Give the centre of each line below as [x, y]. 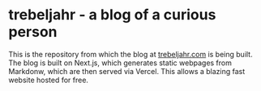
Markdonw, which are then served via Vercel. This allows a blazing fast [127, 71]
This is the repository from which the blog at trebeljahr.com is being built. [130, 54]
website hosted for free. [49, 80]
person [33, 32]
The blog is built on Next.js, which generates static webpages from [120, 63]
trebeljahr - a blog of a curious [112, 15]
